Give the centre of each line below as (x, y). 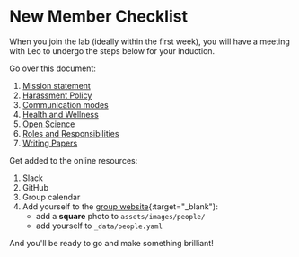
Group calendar (51, 197)
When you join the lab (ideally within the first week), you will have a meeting (149, 41)
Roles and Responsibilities (70, 133)
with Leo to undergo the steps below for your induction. (112, 50)
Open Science (48, 124)
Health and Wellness (60, 114)
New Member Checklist (99, 17)
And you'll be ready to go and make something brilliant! (111, 243)
